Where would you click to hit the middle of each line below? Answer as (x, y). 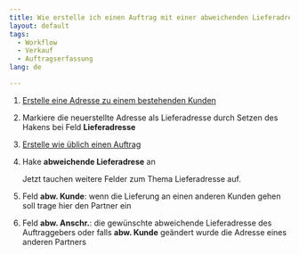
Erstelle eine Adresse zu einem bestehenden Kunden (119, 100)
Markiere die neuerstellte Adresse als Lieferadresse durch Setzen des (150, 118)
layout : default (39, 26)
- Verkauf (35, 51)
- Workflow (37, 42)
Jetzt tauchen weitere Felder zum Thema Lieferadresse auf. (132, 178)
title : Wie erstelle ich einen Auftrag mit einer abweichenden (129, 17)
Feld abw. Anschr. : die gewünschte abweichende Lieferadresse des (147, 223)
